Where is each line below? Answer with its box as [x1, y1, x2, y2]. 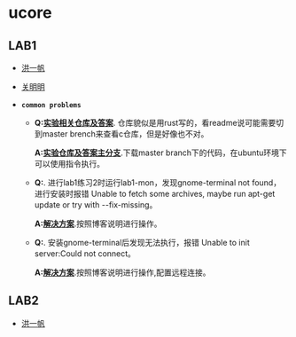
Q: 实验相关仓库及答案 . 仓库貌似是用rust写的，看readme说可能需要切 [34, 118, 284, 128]
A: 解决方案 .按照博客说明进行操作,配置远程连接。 [34, 267, 211, 278]
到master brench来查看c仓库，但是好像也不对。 [34, 129, 209, 139]
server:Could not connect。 [34, 248, 136, 259]
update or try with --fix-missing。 [34, 200, 158, 210]
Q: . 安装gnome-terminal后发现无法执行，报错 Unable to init [34, 238, 250, 247]
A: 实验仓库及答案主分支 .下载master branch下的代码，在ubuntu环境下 [34, 147, 287, 158]
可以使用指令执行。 [34, 159, 105, 168]
